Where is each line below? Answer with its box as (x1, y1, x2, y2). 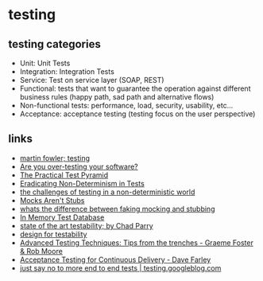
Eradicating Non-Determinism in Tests (19, 178, 145, 188)
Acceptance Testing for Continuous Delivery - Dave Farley (19, 255, 211, 264)
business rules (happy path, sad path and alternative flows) (19, 92, 215, 101)
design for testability (19, 229, 87, 239)
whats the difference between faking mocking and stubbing (19, 204, 215, 213)
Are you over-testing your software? (19, 162, 139, 171)
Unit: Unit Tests (19, 58, 71, 68)
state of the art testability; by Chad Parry (19, 221, 153, 230)
